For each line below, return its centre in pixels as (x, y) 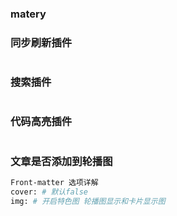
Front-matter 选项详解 (54, 183)
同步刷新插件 (41, 42)
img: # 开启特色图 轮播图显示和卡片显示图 (88, 201)
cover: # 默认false (49, 192)
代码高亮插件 (41, 122)
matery (28, 14)
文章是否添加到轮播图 (61, 161)
